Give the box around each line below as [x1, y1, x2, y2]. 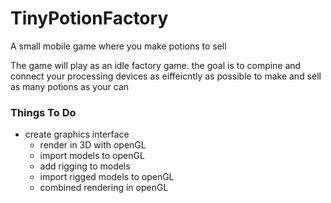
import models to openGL [39, 150, 145, 162]
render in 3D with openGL [39, 139, 147, 151]
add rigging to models [39, 160, 131, 172]
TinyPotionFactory [10, 7, 169, 30]
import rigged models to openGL [39, 171, 175, 183]
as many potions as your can [10, 80, 130, 92]
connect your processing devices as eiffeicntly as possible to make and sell [10, 70, 322, 82]
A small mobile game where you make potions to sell [10, 40, 227, 52]
